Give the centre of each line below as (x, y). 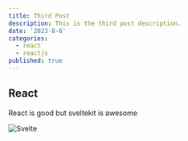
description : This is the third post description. (95, 23)
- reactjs (32, 53)
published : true (35, 61)
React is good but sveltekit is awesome (73, 113)
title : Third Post (39, 16)
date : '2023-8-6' (37, 31)
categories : (28, 38)
